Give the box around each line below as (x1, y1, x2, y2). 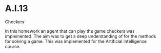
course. (5, 43, 20, 49)
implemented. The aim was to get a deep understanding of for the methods (5, 33, 156, 39)
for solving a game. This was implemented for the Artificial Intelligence (5, 38, 147, 44)
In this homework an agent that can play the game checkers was (5, 28, 135, 34)
